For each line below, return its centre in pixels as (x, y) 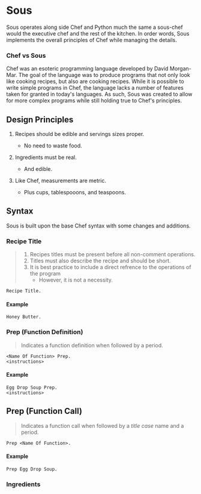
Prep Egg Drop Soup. (32, 469)
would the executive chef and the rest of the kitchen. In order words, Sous (98, 33)
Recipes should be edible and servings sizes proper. (79, 134)
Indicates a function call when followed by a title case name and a (102, 425)
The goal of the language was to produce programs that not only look (104, 75)
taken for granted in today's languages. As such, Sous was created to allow (100, 94)
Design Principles (40, 119)
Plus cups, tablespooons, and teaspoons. (75, 193)
